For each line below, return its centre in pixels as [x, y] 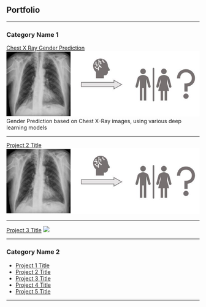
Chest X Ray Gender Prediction [46, 48]
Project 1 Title [32, 265]
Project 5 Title [33, 291]
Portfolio [23, 10]
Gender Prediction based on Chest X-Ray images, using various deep [94, 121]
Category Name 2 [33, 252]
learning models [27, 127]
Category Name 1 [32, 34]
